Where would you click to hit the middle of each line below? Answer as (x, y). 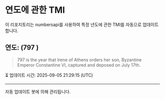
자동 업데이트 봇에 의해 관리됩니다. (38, 92)
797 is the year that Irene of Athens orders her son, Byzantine (79, 60)
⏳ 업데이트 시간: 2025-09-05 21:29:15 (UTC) (49, 75)
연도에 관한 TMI (35, 10)
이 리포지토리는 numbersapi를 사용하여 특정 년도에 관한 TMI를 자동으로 (73, 25)
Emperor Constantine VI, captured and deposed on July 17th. (79, 65)
